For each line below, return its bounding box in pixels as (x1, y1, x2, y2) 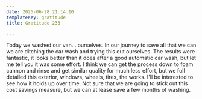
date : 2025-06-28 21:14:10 (6, 8, 74, 15)
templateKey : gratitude (6, 14, 66, 20)
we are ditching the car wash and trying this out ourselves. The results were (6, 48, 195, 55)
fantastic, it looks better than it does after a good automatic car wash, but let (6, 55, 197, 62)
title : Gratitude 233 (6, 20, 61, 26)
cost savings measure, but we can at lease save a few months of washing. (6, 86, 191, 94)
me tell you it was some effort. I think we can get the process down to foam (6, 61, 194, 68)
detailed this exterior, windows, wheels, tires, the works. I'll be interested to (6, 73, 194, 81)
